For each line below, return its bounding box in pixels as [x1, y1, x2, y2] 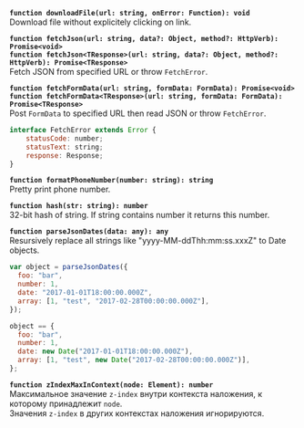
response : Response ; [25, 151, 104, 160]
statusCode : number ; [25, 133, 104, 143]
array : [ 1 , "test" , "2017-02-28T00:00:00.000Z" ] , [17, 297, 209, 306]
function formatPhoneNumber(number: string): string [9, 176, 214, 185]
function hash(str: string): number [9, 202, 148, 211]
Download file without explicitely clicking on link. [9, 16, 192, 27]
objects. [9, 245, 40, 256]
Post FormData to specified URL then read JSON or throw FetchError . [9, 108, 267, 119]
